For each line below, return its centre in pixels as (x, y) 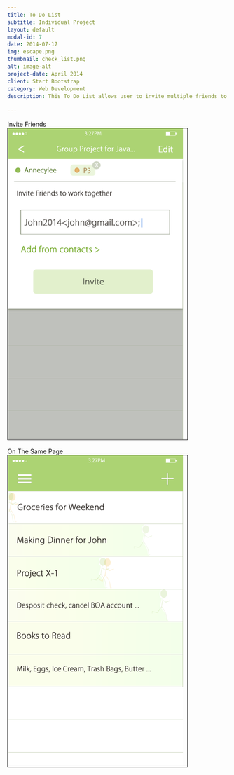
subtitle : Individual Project (51, 22)
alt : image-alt (29, 67)
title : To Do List (34, 15)
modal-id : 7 (25, 37)
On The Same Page (35, 451)
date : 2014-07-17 (33, 44)
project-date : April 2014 (45, 74)
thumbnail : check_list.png (47, 60)
